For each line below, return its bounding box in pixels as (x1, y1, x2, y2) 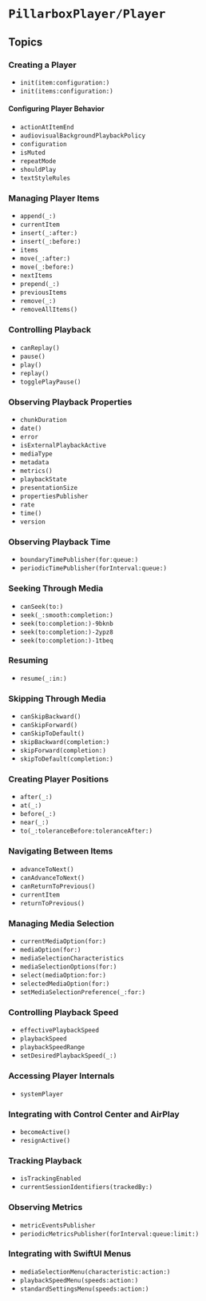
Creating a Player (8, 59, 77, 70)
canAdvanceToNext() (19, 873, 85, 881)
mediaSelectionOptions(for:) (19, 963, 117, 971)
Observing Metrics (8, 1202, 83, 1213)
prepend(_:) (19, 280, 60, 288)
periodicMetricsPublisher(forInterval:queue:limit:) (19, 1230, 200, 1238)
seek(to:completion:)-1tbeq (19, 636, 113, 645)
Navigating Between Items (8, 845, 113, 857)
